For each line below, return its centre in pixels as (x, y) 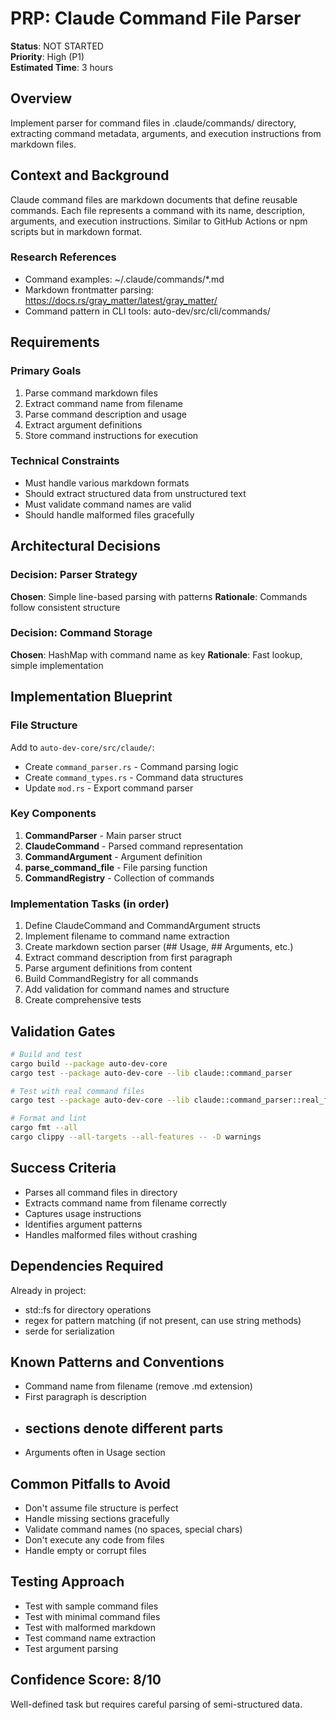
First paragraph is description (85, 1397)
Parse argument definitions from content (108, 968)
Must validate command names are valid (108, 504)
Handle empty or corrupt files (85, 1550)
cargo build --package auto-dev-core (89, 1063)
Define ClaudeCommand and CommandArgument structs (142, 926)
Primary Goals (46, 371)
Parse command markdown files (91, 393)
